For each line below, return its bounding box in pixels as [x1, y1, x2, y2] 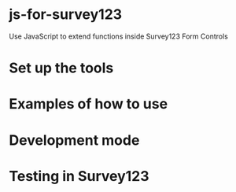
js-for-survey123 [9, 6, 123, 24]
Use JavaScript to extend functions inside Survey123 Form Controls [9, 31, 229, 41]
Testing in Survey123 [9, 167, 149, 185]
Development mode [9, 131, 140, 149]
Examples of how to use [9, 95, 168, 113]
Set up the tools [9, 59, 114, 77]
